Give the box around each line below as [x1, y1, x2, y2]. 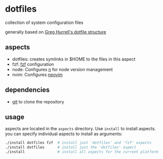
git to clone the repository [12, 99, 64, 104]
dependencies [5, 86, 50, 94]
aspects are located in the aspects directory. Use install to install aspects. [5, 126, 156, 132]
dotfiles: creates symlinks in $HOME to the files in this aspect [12, 56, 136, 62]
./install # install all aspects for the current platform [5, 150, 159, 155]
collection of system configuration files [5, 20, 84, 25]
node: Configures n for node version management [12, 66, 113, 72]
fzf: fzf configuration [12, 61, 54, 67]
